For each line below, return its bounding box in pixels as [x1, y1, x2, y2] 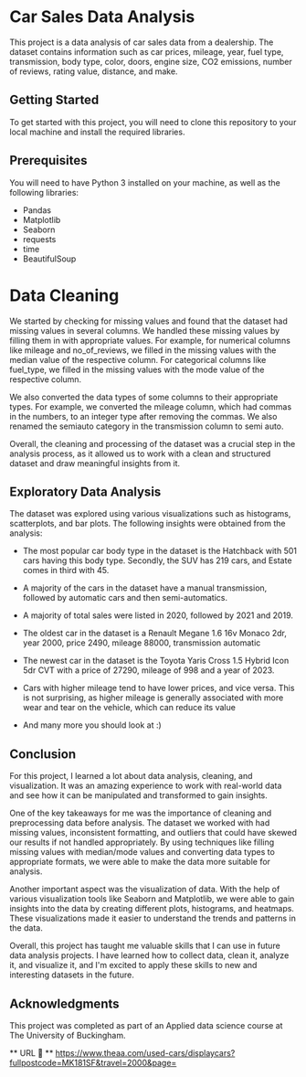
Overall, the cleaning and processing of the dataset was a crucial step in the [9, 438, 296, 449]
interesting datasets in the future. [9, 969, 134, 980]
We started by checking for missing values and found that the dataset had [9, 315, 288, 326]
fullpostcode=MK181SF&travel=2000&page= [9, 1057, 177, 1068]
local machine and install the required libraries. [9, 126, 185, 137]
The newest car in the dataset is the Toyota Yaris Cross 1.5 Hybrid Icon [22, 656, 290, 666]
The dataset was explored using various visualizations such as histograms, [9, 508, 291, 519]
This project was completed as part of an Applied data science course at [9, 1019, 283, 1030]
